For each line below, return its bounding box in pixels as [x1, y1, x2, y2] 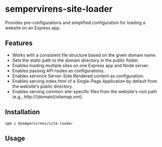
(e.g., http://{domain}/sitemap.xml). [12, 94, 83, 99]
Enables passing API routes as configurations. [12, 68, 105, 73]
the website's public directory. [12, 83, 73, 89]
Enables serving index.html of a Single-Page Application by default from [12, 78, 158, 84]
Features [5, 39, 33, 48]
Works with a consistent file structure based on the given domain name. [12, 52, 157, 58]
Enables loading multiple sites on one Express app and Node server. [12, 62, 149, 68]
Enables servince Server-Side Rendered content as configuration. [12, 73, 144, 79]
